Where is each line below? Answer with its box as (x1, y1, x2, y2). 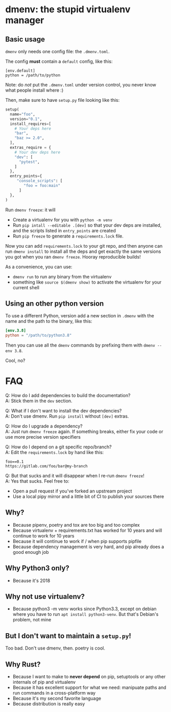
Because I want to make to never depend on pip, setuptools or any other (12, 674, 166, 680)
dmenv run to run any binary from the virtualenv (12, 273, 112, 279)
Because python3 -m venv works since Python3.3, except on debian (12, 606, 157, 612)
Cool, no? (5, 357, 26, 364)
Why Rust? (5, 660, 41, 668)
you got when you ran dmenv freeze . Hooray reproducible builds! (5, 253, 141, 260)
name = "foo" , (10, 112, 36, 117)
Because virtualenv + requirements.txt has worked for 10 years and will (12, 527, 162, 533)
